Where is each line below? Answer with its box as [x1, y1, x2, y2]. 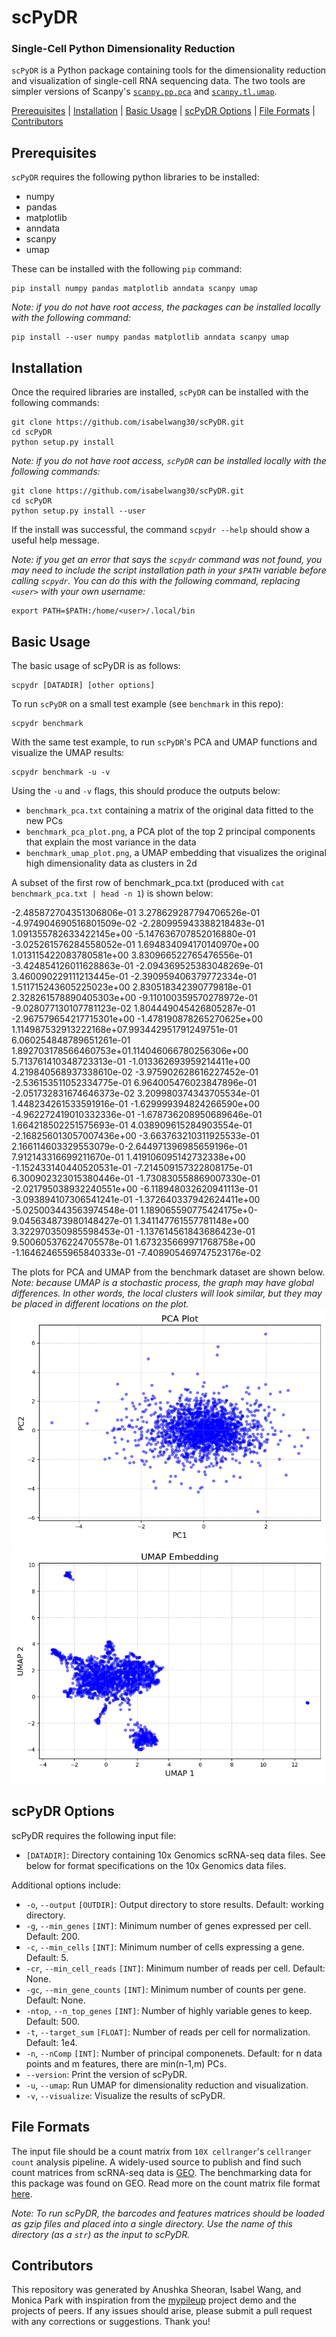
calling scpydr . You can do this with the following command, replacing [11, 575, 301, 587]
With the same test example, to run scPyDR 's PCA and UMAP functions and [11, 736, 318, 748]
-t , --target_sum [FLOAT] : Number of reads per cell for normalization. [25, 2026, 311, 2038]
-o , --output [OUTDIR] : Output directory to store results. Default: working [25, 1898, 324, 1910]
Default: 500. [25, 2015, 80, 2027]
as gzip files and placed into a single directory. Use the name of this [11, 2217, 293, 2230]
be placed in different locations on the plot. [11, 1297, 189, 1310]
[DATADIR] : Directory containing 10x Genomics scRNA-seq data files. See [25, 1849, 326, 1861]
